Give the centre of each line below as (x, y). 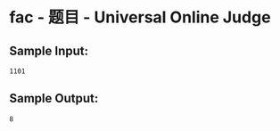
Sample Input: (49, 50)
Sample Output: (54, 98)
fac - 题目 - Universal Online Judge (140, 17)
